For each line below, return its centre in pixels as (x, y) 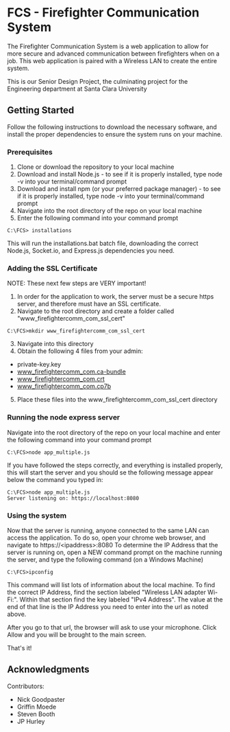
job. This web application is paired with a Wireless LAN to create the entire (112, 60)
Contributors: (26, 686)
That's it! (20, 648)
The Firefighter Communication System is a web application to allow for (108, 46)
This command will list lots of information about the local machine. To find (111, 584)
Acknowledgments (49, 670)
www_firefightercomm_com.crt (61, 379)
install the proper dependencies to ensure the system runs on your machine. (115, 134)
